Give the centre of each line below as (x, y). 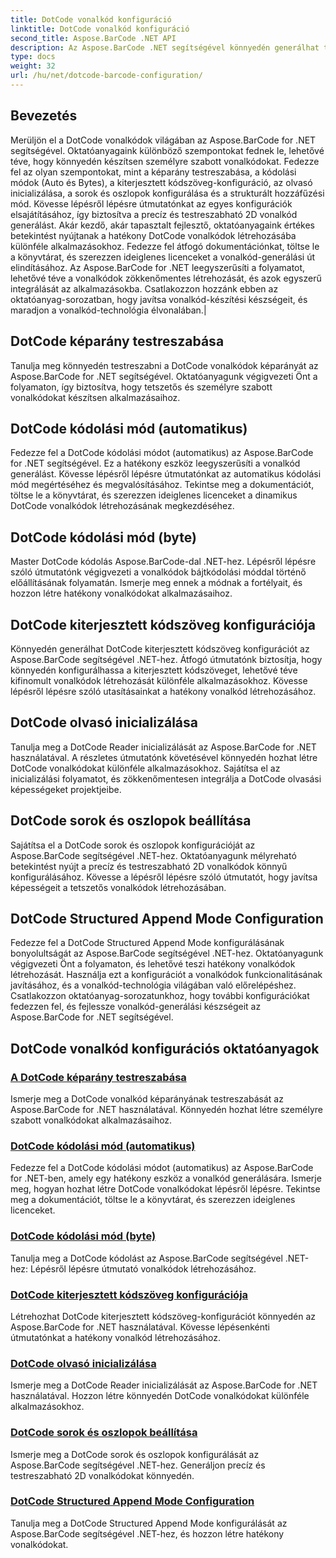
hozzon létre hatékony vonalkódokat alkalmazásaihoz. (121, 593)
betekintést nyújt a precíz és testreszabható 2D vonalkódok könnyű (149, 866)
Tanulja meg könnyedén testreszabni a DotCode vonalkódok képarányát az (164, 365)
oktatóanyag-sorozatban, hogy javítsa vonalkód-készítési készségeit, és (159, 299)
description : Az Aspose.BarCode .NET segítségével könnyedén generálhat (165, 47)
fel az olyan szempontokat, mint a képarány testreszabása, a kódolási (153, 172)
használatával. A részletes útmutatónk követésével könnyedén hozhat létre (164, 757)
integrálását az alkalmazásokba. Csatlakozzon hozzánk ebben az (144, 288)
